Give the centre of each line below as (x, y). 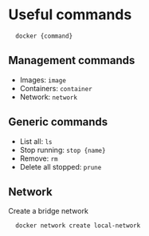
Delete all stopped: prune (61, 166)
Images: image (43, 80)
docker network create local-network (78, 226)
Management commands (72, 60)
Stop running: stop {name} (63, 150)
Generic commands (58, 122)
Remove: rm (39, 158)
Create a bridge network (49, 211)
